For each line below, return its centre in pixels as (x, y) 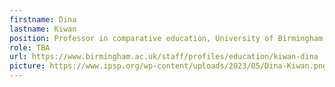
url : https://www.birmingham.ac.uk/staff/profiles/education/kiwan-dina (164, 57)
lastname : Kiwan (43, 29)
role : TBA (30, 47)
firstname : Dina (43, 19)
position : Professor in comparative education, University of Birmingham (166, 38)
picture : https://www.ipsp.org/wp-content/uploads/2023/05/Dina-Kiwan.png (168, 66)
